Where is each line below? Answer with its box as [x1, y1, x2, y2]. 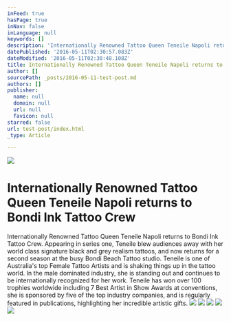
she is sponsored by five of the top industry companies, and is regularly [7, 291, 211, 300]
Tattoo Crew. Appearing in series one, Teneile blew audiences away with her [7, 240, 223, 248]
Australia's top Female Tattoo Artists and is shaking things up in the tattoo [7, 262, 216, 270]
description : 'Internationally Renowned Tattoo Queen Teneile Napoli [7, 42, 211, 49]
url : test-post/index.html [7, 125, 85, 132]
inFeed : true [7, 10, 45, 17]
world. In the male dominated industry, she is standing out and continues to [7, 269, 221, 278]
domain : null [13, 100, 51, 107]
